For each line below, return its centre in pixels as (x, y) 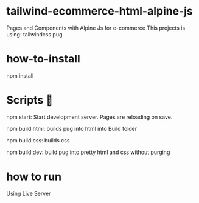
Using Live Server (29, 193)
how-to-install (43, 59)
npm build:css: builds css (38, 140)
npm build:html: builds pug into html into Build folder (72, 128)
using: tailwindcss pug (34, 34)
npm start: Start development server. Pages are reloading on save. (89, 117)
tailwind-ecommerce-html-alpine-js (100, 11)
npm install (20, 75)
